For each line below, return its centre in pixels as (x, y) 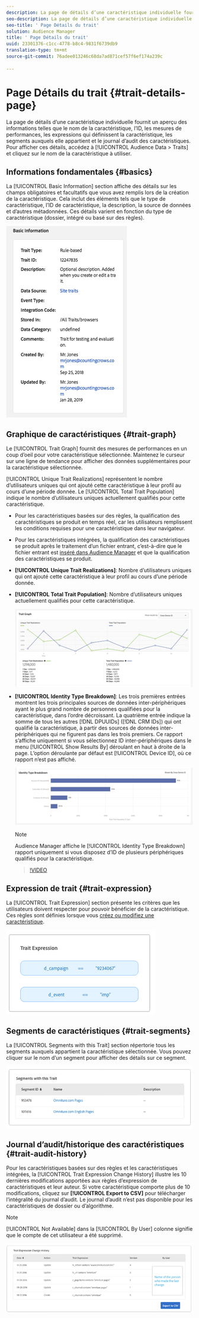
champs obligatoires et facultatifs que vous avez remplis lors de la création (97, 192)
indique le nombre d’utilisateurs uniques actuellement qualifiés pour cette (96, 498)
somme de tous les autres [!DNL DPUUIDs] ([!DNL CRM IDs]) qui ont (98, 721)
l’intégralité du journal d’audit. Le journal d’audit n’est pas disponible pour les (99, 1200)
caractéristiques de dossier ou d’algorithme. (60, 1206)
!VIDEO (38, 870)
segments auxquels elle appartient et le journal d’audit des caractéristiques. (98, 141)
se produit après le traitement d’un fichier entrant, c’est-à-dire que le (98, 546)
